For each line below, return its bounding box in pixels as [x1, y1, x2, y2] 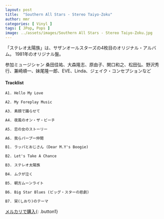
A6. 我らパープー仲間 [5, 136, 44, 141]
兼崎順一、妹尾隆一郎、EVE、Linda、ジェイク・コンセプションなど [13, 68, 151, 74]
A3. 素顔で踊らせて [5, 108, 40, 114]
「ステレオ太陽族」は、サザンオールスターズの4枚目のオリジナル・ [5, 45, 144, 50]
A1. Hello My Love [5, 91, 43, 96]
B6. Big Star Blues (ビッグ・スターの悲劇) [5, 190, 90, 195]
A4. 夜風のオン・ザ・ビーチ [5, 118, 55, 123]
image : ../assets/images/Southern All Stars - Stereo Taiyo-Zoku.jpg [5, 30, 153, 35]
